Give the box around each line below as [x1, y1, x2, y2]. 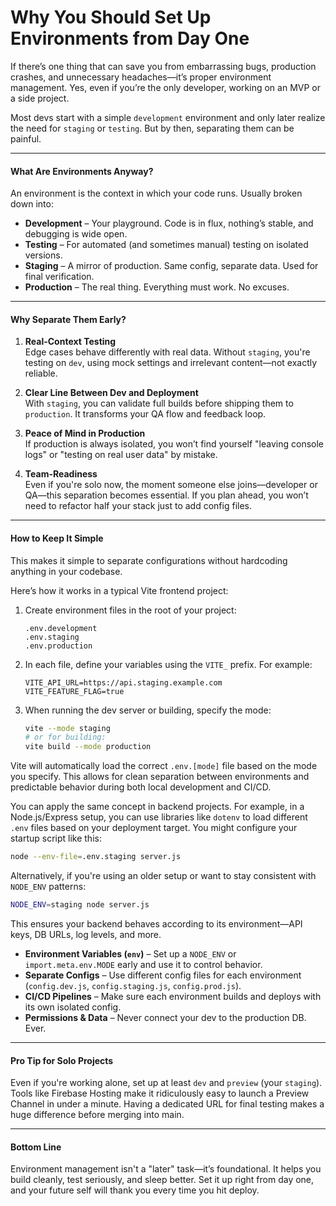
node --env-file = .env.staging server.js [10, 852, 182, 862]
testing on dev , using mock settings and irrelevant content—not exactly [24, 357, 318, 369]
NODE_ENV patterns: [10, 881, 87, 893]
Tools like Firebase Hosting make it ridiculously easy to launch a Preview [10, 1087, 310, 1100]
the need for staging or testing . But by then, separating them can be [10, 122, 295, 134]
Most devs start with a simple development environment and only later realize [10, 111, 326, 123]
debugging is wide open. [24, 228, 128, 240]
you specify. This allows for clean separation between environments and [10, 771, 310, 783]
